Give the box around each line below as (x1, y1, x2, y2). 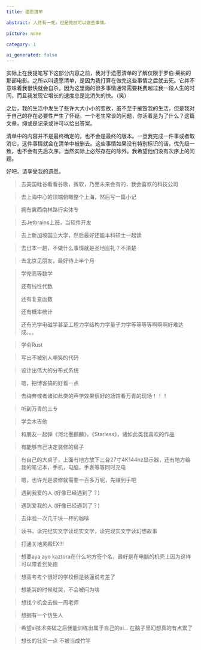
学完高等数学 (20, 270, 53, 277)
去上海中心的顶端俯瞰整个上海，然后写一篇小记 (20, 193, 136, 201)
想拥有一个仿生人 (20, 612, 63, 619)
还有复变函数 (20, 296, 53, 303)
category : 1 (6, 41, 36, 47)
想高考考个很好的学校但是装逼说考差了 (20, 573, 115, 580)
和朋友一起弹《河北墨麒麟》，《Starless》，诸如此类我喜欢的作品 (20, 431, 175, 438)
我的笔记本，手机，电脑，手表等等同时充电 (20, 464, 126, 471)
